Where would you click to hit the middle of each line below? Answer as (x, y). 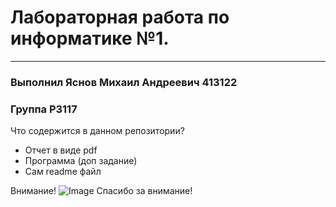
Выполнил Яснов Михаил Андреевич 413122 (124, 82)
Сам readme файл (63, 172)
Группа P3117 (44, 109)
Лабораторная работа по (120, 17)
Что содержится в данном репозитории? (97, 131)
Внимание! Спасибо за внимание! (101, 191)
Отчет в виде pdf (61, 150)
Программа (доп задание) (81, 161)
